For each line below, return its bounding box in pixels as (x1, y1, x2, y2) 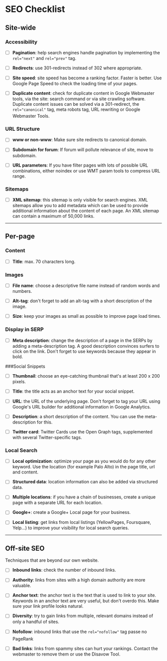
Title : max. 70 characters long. (12, 258, 76, 264)
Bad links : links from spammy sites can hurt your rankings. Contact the (12, 645, 158, 652)
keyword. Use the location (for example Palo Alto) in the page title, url (12, 464, 155, 470)
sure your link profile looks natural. (12, 603, 83, 609)
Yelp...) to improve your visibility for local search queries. (12, 525, 129, 531)
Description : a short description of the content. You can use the (12, 413, 144, 420)
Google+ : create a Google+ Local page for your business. (12, 509, 131, 515)
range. (12, 173, 26, 179)
